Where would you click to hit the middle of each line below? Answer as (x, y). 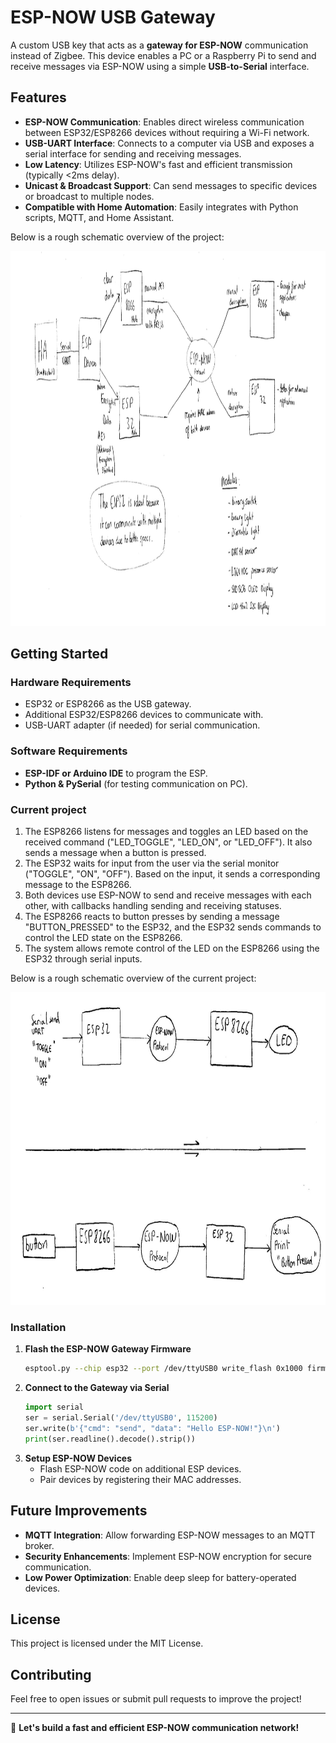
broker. (39, 1545)
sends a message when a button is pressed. (115, 853)
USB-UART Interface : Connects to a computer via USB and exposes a (169, 143)
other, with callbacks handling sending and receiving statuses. (153, 906)
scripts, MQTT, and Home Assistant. (99, 217)
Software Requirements (69, 751)
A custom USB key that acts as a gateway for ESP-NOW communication (159, 45)
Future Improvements (79, 1511)
